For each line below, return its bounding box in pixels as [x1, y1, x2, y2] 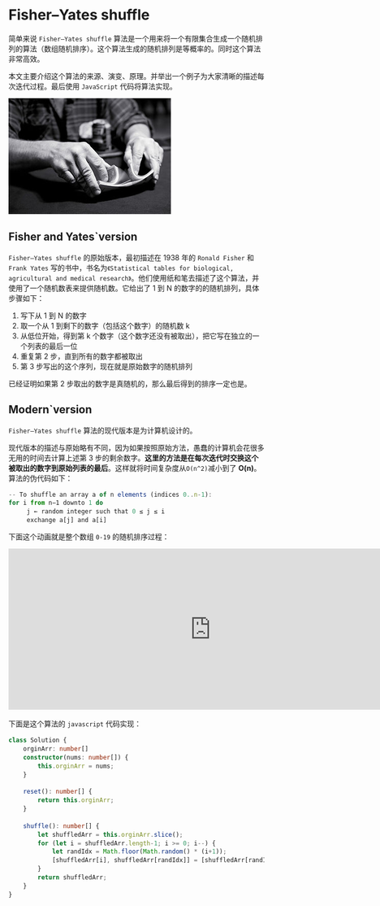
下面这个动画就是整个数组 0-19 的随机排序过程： [8, 532, 170, 542]
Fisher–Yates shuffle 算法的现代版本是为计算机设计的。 [8, 425, 197, 435]
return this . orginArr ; [37, 796, 114, 804]
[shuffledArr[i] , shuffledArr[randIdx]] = [51, 856, 198, 865]
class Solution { [8, 736, 67, 745]
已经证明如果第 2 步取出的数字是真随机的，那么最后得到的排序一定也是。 [8, 378, 252, 388]
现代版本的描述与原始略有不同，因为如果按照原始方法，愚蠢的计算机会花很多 [8, 442, 265, 452]
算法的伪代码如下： [8, 473, 73, 483]
